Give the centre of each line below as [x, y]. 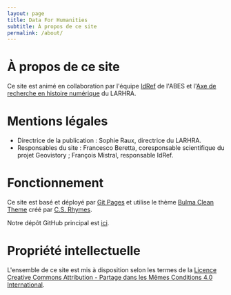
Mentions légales [58, 121]
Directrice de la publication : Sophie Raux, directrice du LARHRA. [109, 141]
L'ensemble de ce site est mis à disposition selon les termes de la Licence [112, 270]
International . [26, 285]
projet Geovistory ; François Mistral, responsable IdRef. [95, 155]
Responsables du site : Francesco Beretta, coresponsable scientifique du [121, 148]
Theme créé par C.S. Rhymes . [50, 210]
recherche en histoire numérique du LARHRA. [72, 93]
